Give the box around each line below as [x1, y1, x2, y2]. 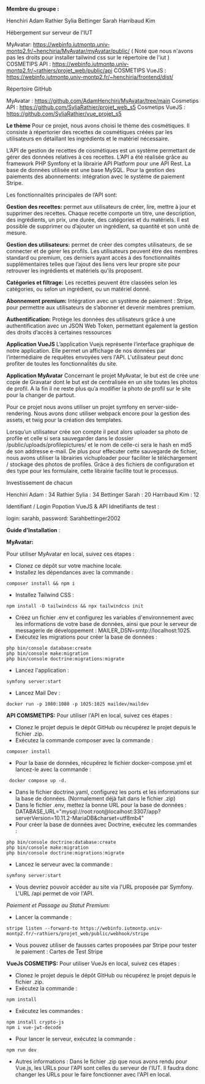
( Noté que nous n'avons [131, 47, 193, 55]
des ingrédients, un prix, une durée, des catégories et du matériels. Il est [6, 216, 190, 223]
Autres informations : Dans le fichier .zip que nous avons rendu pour [15, 1058, 188, 1065]
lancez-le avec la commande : [15, 766, 92, 773]
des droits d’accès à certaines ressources [6, 329, 112, 336]
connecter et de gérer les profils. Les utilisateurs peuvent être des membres [6, 247, 198, 255]
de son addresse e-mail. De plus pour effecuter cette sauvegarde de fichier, [6, 448, 198, 455]
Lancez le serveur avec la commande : [15, 860, 113, 868]
